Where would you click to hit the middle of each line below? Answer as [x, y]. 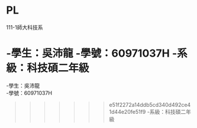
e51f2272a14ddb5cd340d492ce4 [150, 104]
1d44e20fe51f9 [127, 111]
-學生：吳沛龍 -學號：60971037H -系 [97, 53]
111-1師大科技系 [25, 27]
